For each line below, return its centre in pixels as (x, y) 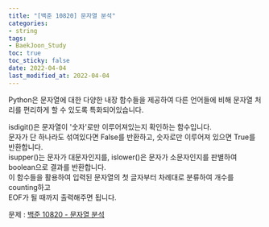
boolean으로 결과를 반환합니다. (57, 167)
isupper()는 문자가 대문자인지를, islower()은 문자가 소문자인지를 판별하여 (123, 157)
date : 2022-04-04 (37, 68)
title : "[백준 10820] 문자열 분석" (62, 16)
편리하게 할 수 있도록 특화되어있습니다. (83, 109)
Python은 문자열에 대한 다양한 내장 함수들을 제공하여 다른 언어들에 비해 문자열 (131, 99)
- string (23, 31)
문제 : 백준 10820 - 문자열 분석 (56, 214)
